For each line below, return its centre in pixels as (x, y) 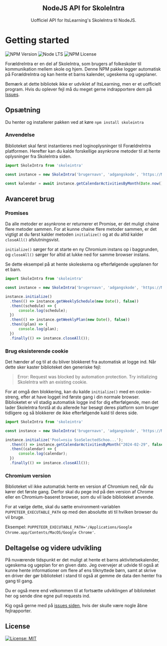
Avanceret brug (30, 199)
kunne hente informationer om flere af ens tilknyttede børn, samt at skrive (81, 570)
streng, (12, 397)
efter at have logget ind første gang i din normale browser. (80, 397)
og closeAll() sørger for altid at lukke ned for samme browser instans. (78, 255)
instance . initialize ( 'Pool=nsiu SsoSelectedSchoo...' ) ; (64, 440)
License (18, 626)
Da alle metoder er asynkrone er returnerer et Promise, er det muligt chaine (82, 224)
